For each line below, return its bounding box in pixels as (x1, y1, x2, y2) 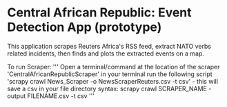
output (7, 91, 26, 100)
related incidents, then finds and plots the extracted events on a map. (7, 49, 205, 58)
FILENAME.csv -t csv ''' (27, 91, 95, 100)
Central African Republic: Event (7, 5, 192, 21)
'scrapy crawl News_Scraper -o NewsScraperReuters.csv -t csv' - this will (7, 77, 219, 85)
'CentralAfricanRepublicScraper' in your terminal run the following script (7, 70, 213, 78)
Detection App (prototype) (7, 19, 162, 35)
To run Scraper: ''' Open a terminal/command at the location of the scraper (7, 62, 220, 71)
